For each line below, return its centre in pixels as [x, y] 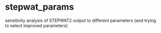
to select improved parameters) [36, 25]
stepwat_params [40, 7]
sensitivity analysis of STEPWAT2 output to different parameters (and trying [80, 20]
